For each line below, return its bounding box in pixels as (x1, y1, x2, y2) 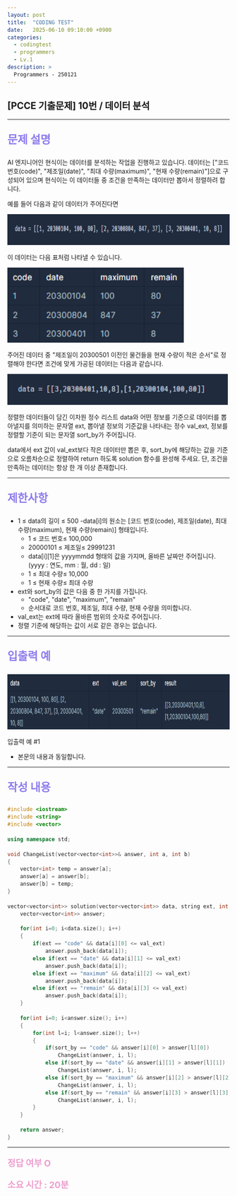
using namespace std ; (7, 836, 71, 843)
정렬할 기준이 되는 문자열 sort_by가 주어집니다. (7, 431, 136, 439)
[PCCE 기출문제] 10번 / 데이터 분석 (7, 100, 150, 112)
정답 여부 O (7, 1157, 51, 1169)
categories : (7, 34, 42, 41)
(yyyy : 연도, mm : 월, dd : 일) (28, 561, 111, 569)
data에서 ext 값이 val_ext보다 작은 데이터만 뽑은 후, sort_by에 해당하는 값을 (7, 446, 215, 454)
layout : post (7, 11, 46, 18)
